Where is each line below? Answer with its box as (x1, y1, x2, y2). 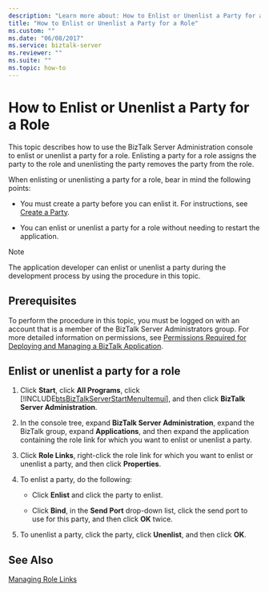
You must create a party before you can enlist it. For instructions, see (19, 198, 248, 209)
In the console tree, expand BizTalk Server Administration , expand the (19, 418, 255, 428)
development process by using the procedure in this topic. (8, 270, 201, 281)
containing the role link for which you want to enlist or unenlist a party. (19, 435, 252, 445)
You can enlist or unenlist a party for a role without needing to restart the (19, 222, 260, 233)
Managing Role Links (8, 574, 78, 584)
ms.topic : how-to (8, 64, 66, 72)
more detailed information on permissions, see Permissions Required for (8, 332, 247, 342)
